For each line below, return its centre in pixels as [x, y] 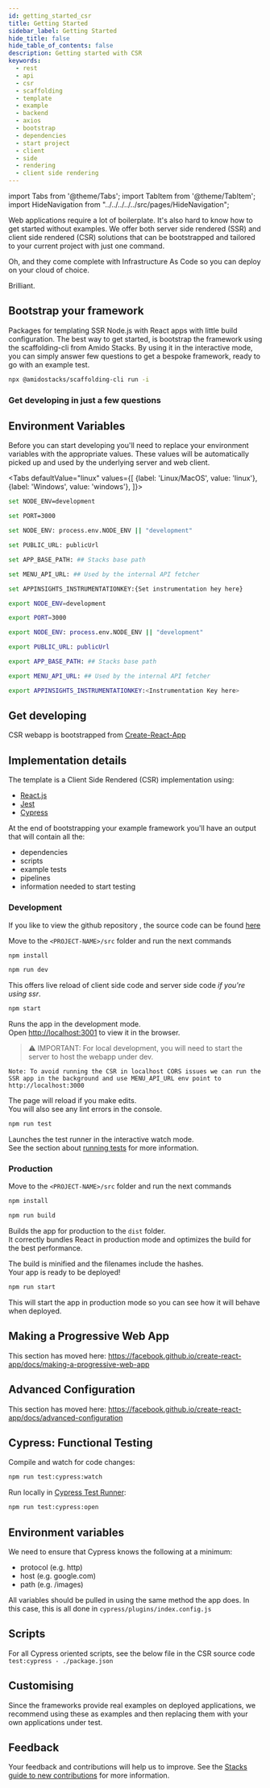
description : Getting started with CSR [75, 53]
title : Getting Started [48, 23]
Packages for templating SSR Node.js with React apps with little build [123, 330]
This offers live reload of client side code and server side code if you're [127, 985]
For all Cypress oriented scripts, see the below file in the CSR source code [132, 1653]
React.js [33, 795]
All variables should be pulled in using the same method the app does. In [129, 1600]
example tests [43, 869]
